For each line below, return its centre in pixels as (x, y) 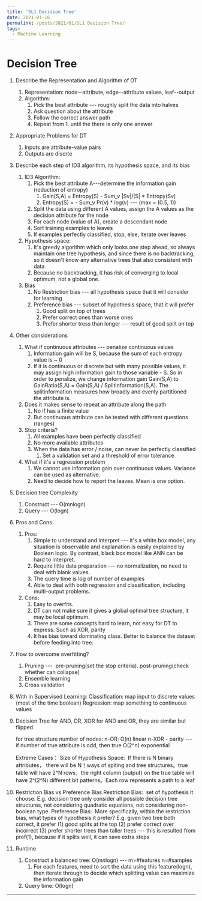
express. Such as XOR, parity (69, 630)
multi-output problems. (62, 592)
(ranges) (44, 423)
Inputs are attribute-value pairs (63, 147)
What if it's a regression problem (65, 462)
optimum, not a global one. (67, 279)
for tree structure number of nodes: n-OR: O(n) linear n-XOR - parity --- (104, 739)
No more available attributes (68, 443)
